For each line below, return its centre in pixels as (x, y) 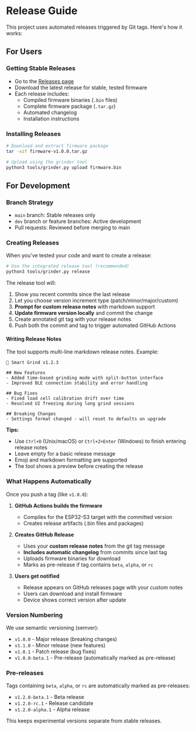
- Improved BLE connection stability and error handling (77, 383)
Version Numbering (35, 615)
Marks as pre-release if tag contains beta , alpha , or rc (88, 565)
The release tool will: (31, 283)
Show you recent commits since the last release (72, 294)
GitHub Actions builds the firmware (58, 505)
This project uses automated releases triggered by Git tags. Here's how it (94, 27)
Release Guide (42, 11)
